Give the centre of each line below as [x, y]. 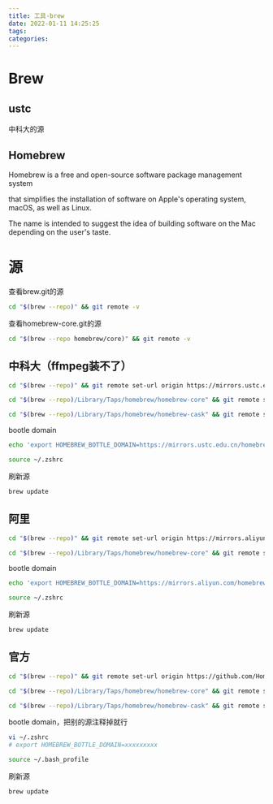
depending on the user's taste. [60, 232]
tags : [17, 31]
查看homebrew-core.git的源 [55, 323]
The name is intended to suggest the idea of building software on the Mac [132, 223]
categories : [28, 39]
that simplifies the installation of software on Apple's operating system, [127, 199]
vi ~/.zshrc [28, 737]
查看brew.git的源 [36, 292]
